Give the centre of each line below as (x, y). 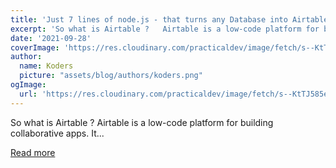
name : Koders (46, 66)
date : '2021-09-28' (51, 38)
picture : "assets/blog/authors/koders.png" (111, 76)
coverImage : (35, 47)
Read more (33, 152)
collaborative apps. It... (57, 133)
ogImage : (28, 85)
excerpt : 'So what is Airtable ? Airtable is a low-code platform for (165, 29)
